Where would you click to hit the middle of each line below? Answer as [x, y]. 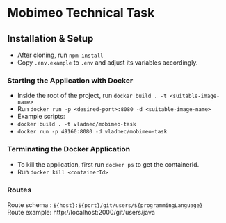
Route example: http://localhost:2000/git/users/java [81, 212]
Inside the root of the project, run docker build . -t [92, 96]
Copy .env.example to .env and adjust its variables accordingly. [107, 63]
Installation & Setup [50, 39]
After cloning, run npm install [60, 55]
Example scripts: [41, 117]
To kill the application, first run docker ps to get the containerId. [108, 164]
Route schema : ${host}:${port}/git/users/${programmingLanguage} [105, 205]
